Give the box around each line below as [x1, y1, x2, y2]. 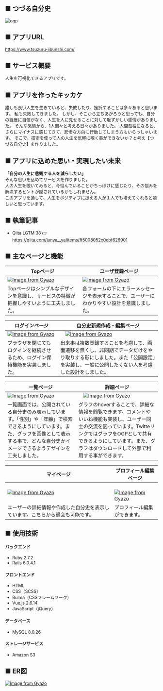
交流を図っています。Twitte [88, 423, 150, 430]
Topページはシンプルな [7, 285, 60, 292]
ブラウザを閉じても [7, 339, 51, 346]
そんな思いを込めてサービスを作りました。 [5, 177, 90, 183]
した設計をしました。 [60, 369, 109, 375]
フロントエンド [5, 572, 35, 577]
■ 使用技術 [5, 529, 38, 538]
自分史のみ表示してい [12, 408, 61, 415]
